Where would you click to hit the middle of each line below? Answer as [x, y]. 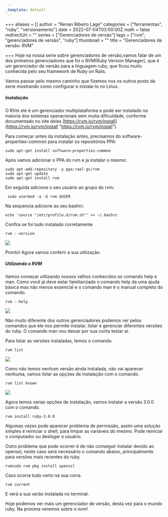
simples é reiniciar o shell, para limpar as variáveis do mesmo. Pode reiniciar [84, 431]
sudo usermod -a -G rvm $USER [39, 196]
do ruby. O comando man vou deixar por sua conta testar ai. [67, 331]
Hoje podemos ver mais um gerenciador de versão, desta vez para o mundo [84, 503]
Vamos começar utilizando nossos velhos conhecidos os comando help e [81, 276]
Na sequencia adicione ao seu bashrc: [45, 206]
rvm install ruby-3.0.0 [30, 416]
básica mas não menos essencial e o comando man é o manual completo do [84, 287]
